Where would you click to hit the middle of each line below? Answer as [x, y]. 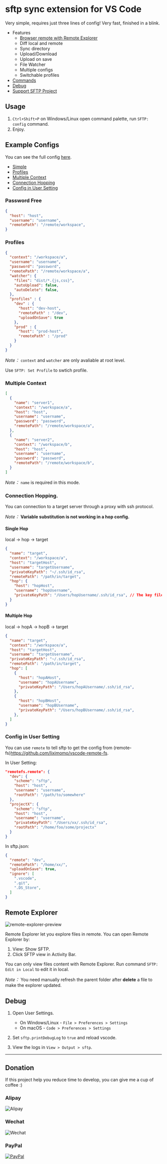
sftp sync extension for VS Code [73, 9]
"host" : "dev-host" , [40, 308]
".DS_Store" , [28, 888]
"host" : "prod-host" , [41, 332]
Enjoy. [19, 129]
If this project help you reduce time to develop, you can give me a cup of [80, 1080]
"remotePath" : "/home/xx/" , [39, 865]
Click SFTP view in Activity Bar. [44, 955]
